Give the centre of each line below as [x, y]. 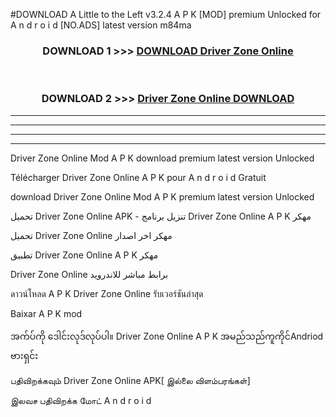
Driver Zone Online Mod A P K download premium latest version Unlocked [162, 158]
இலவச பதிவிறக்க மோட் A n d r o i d [81, 400]
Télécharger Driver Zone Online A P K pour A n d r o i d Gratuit [138, 177]
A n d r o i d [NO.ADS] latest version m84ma [101, 25]
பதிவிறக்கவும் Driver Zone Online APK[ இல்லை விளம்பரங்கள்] [130, 380]
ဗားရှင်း [24, 355]
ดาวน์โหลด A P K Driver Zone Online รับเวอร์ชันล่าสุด [107, 293]
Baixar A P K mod [46, 313]
